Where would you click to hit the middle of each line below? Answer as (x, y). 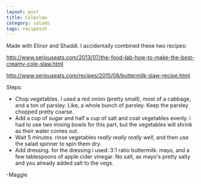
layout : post (23, 12)
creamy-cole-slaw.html (35, 64)
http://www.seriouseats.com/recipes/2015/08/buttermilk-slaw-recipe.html (98, 75)
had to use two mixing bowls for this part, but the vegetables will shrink (104, 125)
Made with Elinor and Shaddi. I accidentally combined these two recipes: (97, 46)
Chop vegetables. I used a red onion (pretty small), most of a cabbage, (103, 99)
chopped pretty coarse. (44, 112)
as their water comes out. (47, 131)
